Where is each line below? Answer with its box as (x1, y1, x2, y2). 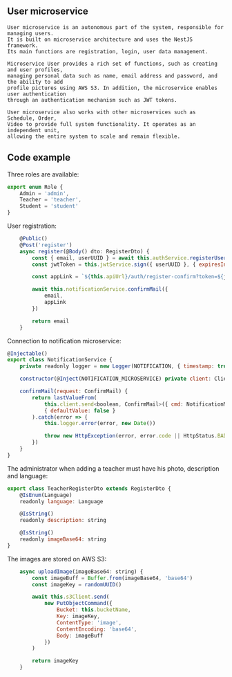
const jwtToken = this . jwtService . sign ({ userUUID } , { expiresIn (32, 261, 227, 268)
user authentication (7, 90, 67, 98)
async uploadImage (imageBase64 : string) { (19, 568, 144, 575)
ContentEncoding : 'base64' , (56, 626, 137, 633)
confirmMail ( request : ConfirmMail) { (19, 388, 128, 395)
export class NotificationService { (7, 356, 113, 363)
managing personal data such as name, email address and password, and (7, 72, 217, 79)
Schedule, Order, (7, 114, 57, 122)
